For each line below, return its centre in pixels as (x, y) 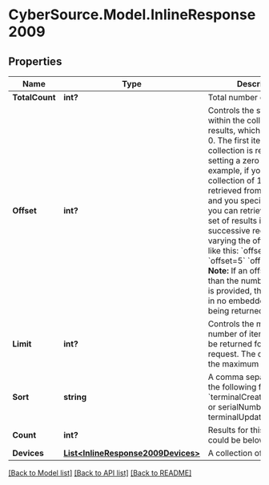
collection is (231, 150)
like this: (223, 251)
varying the (229, 240)
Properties (35, 61)
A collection (230, 453)
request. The (232, 354)
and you (223, 200)
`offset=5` (227, 261)
